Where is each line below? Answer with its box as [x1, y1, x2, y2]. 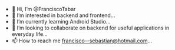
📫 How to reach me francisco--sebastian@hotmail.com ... [11, 37, 153, 44]
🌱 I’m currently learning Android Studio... [11, 18, 111, 25]
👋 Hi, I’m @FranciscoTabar [11, 6, 76, 12]
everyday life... [11, 31, 48, 38]
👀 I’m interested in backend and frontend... [11, 12, 115, 19]
